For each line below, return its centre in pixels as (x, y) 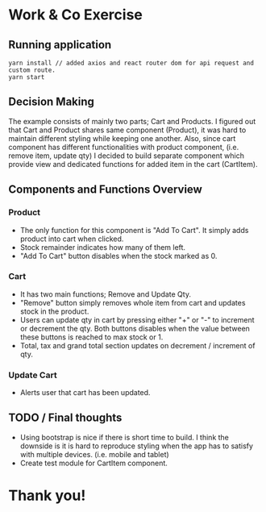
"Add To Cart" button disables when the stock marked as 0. (118, 256)
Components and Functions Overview (106, 190)
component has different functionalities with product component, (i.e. (124, 147)
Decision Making (52, 102)
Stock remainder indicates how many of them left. (103, 247)
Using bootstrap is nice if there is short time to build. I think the (125, 437)
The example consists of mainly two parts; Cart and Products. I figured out (132, 121)
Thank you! (47, 495)
